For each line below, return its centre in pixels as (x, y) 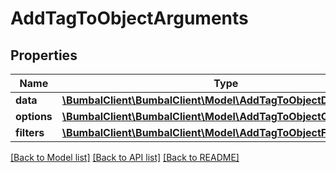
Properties (44, 55)
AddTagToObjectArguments (129, 18)
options (34, 116)
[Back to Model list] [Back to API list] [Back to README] (125, 157)
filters (30, 132)
